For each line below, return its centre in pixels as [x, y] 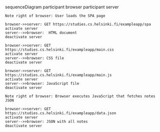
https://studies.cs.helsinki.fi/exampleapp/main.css [60, 50]
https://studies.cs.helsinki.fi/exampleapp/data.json [61, 113]
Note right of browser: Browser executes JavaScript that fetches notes [80, 96]
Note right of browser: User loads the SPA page [55, 16]
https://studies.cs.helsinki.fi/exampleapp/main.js [58, 75]
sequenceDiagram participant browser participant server [62, 7]
